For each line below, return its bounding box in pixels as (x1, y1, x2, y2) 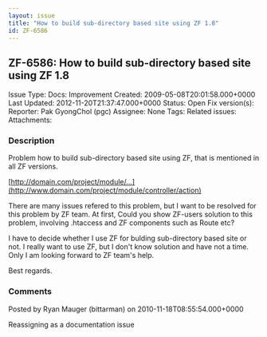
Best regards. (8, 266, 53, 276)
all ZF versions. (8, 161, 58, 172)
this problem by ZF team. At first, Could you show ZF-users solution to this (8, 209, 253, 220)
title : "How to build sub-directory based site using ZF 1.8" (8, 19, 219, 27)
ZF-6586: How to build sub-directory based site (8, 56, 251, 69)
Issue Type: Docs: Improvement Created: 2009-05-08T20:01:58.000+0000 (8, 89, 256, 100)
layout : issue (8, 11, 56, 20)
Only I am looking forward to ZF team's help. (8, 251, 155, 260)
